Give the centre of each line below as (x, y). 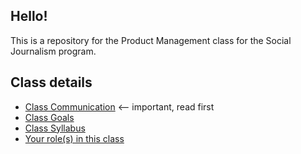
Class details (51, 82)
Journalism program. (53, 51)
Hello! (29, 16)
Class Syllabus (55, 128)
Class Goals (49, 117)
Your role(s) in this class (74, 138)
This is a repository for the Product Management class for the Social (151, 40)
